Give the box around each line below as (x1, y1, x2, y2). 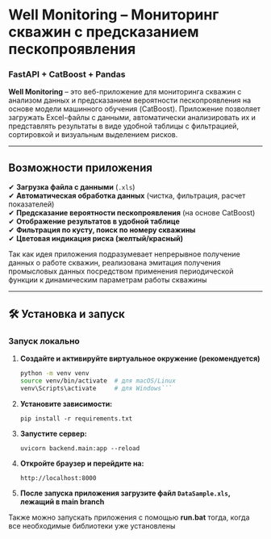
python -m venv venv (19, 369, 90, 377)
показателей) (8, 199, 55, 209)
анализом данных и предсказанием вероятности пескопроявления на (8, 95, 252, 106)
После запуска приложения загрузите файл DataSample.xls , (19, 488, 231, 498)
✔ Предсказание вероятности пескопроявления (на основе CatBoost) (8, 208, 256, 218)
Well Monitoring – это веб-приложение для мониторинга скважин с (8, 87, 242, 97)
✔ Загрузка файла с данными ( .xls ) (8, 182, 135, 192)
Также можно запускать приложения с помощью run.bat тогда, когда (8, 512, 250, 522)
